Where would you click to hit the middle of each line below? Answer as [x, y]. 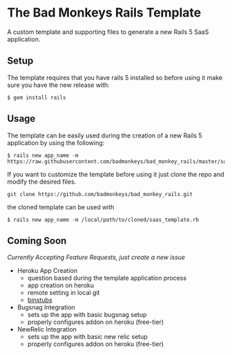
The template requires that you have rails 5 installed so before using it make [115, 77]
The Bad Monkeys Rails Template [104, 13]
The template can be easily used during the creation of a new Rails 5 [105, 135]
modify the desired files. [42, 182]
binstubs [40, 300]
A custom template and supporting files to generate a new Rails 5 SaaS [108, 32]
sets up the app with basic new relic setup [88, 337]
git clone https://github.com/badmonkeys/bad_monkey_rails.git [100, 194]
